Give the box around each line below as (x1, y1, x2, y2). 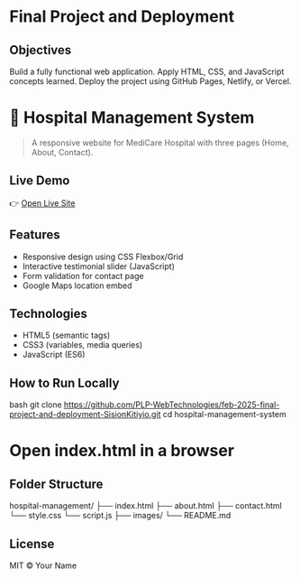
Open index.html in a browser (9, 441, 235, 461)
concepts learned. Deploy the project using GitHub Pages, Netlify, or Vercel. (9, 76, 292, 87)
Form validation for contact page (22, 270, 144, 281)
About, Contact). (31, 146, 94, 157)
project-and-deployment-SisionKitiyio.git (9, 409, 161, 420)
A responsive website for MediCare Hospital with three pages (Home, (31, 137, 290, 148)
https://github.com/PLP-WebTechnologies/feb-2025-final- (63, 399, 280, 410)
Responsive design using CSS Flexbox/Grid (22, 251, 184, 262)
